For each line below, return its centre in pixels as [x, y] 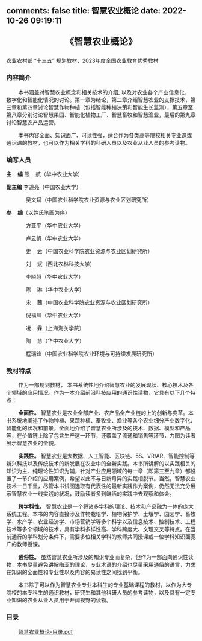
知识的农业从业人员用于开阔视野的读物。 [61, 600]
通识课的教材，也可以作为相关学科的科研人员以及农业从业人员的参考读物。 [98, 142]
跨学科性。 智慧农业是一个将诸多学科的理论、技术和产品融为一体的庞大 [106, 506]
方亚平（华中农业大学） [55, 225]
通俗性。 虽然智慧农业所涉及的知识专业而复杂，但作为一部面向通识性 [103, 557]
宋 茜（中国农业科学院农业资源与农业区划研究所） [89, 302]
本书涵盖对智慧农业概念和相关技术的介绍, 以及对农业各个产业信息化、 [104, 92]
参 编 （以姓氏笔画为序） [38, 212]
